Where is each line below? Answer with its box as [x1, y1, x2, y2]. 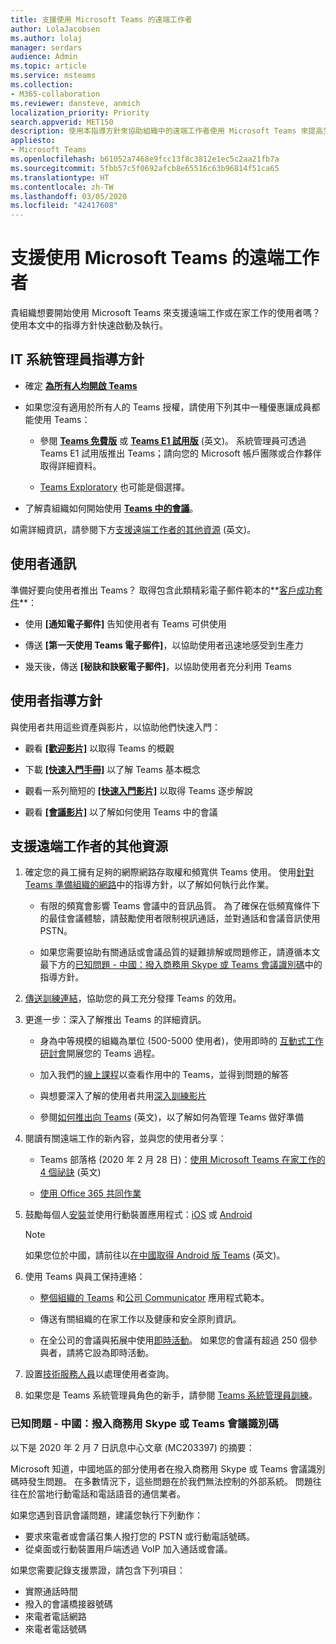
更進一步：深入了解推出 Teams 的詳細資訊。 [24, 1014, 207, 1026]
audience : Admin [10, 52, 78, 62]
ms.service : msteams [10, 71, 97, 81]
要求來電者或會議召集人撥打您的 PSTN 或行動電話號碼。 [24, 1530, 256, 1542]
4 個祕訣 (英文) [39, 1166, 102, 1178]
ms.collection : [10, 80, 74, 90]
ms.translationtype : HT [10, 172, 110, 183]
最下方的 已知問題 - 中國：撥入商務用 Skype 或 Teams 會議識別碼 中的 [39, 959, 323, 971]
